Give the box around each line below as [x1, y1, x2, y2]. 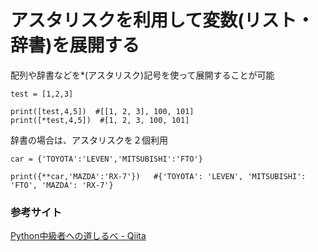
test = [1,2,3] [10, 89, 74, 99]
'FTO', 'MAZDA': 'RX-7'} [10, 180, 114, 190]
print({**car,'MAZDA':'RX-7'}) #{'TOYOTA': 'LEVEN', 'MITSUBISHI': [10, 171, 307, 181]
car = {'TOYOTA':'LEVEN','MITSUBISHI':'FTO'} [10, 154, 203, 164]
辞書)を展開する [10, 34, 140, 57]
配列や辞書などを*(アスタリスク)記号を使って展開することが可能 [10, 69, 275, 81]
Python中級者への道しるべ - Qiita [10, 230, 147, 242]
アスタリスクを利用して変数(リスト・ [10, 9, 315, 32]
